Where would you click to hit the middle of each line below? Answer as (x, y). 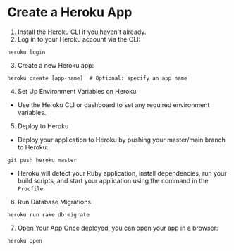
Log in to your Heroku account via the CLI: (79, 39)
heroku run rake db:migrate (49, 215)
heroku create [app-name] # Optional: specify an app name (98, 78)
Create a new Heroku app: (56, 65)
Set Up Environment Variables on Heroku (77, 91)
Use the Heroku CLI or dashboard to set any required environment (113, 105)
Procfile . (31, 188)
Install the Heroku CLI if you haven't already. (82, 32)
